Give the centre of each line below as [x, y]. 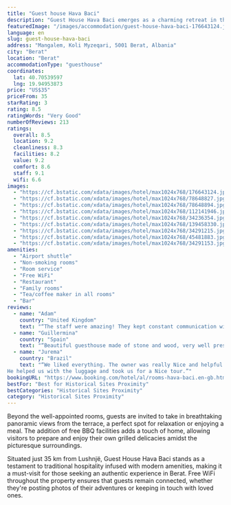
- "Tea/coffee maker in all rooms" [64, 295]
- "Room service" [38, 269]
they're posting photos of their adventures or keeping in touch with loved [110, 488]
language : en [26, 33]
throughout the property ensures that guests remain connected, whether [110, 481]
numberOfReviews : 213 [38, 122]
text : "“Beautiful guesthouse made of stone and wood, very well [115, 346]
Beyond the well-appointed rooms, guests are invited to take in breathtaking [114, 416]
